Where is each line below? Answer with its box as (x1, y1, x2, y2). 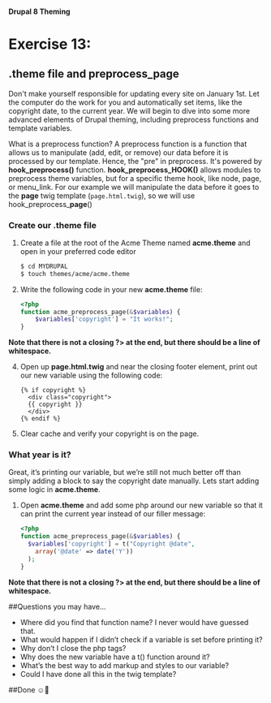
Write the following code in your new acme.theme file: (19, 284, 203, 294)
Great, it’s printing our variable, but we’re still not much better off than (8, 468, 241, 477)
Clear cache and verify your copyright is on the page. (19, 429, 200, 438)
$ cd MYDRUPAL (19, 262, 68, 270)
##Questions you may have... (8, 602, 106, 611)
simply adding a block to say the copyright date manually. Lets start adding (8, 476, 260, 486)
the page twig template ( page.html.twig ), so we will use (8, 191, 196, 201)
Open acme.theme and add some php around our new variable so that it (19, 500, 264, 511)
